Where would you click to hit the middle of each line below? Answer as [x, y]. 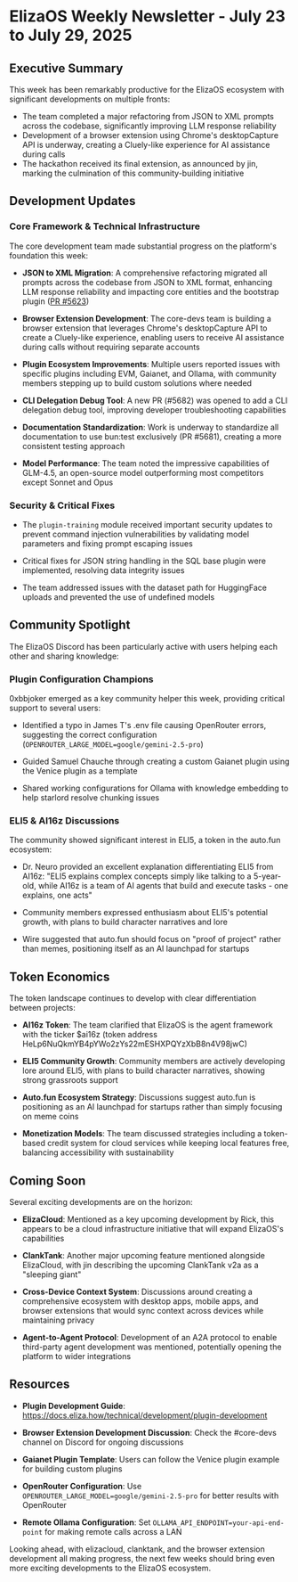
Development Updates [72, 201]
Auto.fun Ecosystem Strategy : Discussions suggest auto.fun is [139, 1097]
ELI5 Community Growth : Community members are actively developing [153, 1061]
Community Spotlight [70, 625]
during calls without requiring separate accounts [111, 347]
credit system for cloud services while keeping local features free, [169, 1143]
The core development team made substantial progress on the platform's [143, 246]
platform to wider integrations [77, 1357]
